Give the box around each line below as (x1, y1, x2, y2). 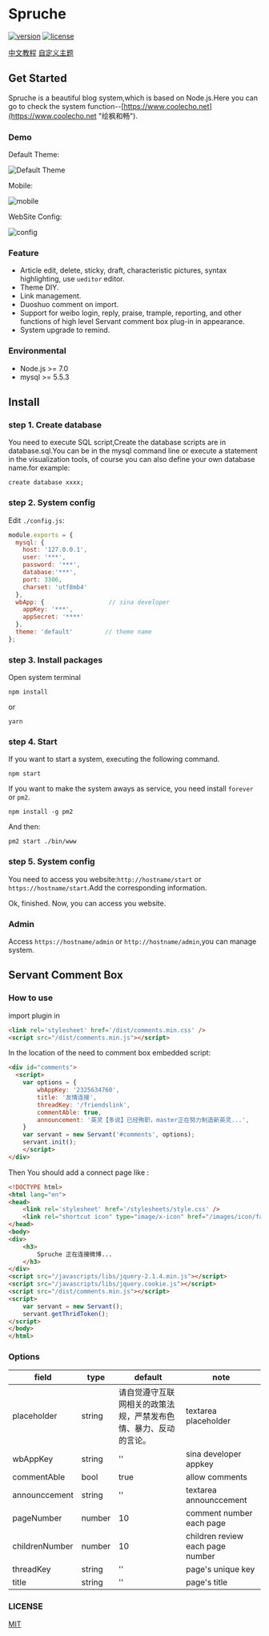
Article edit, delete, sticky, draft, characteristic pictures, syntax (19, 265, 227, 275)
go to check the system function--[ (8, 101, 124, 111)
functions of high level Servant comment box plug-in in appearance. (19, 317, 246, 326)
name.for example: (8, 463, 70, 473)
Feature (8, 247, 39, 258)
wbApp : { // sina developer (15, 598, 171, 606)
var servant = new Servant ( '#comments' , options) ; (22, 1131, 195, 1139)
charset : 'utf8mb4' (22, 583, 88, 591)
